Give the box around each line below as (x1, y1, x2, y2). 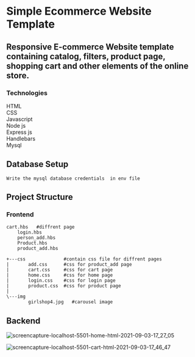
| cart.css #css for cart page (6, 267, 113, 273)
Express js (6, 128, 32, 136)
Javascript (6, 115, 33, 123)
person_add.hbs (17, 235, 56, 241)
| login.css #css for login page (6, 278, 116, 284)
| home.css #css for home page (6, 272, 113, 279)
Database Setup (6, 159, 69, 169)
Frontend (6, 210, 34, 218)
